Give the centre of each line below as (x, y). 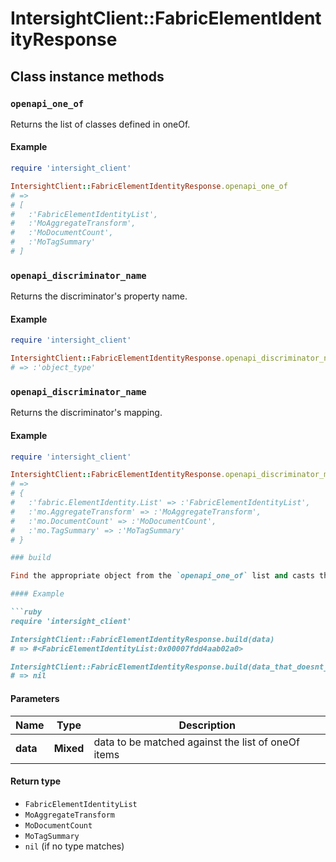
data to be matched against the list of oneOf (196, 742)
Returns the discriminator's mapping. (86, 413)
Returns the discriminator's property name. (99, 296)
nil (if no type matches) (74, 846)
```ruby (26, 612)
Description (207, 725)
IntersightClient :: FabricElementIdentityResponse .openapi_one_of (149, 186)
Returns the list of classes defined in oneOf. (100, 124)
